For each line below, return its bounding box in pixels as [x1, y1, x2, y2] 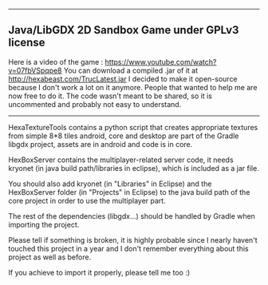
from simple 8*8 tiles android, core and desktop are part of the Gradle [8, 131, 239, 141]
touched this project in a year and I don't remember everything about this [8, 243, 249, 253]
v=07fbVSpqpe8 [8, 65, 62, 75]
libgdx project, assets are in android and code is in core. [8, 139, 193, 148]
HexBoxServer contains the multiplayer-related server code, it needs [8, 155, 234, 164]
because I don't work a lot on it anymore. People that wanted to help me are [8, 82, 258, 92]
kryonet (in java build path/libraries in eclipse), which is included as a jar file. [8, 163, 259, 172]
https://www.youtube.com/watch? [104, 57, 217, 66]
